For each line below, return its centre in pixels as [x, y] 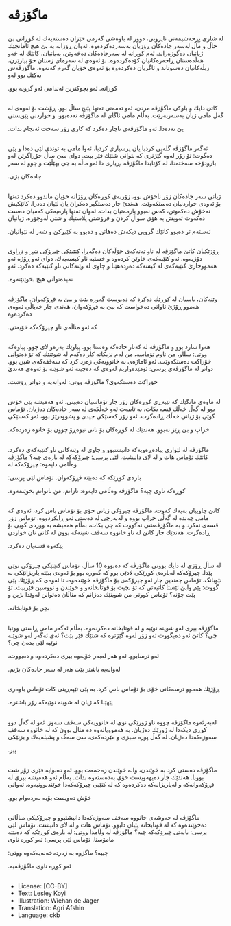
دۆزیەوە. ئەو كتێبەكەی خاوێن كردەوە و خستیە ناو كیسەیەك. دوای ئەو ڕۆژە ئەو [105, 259]
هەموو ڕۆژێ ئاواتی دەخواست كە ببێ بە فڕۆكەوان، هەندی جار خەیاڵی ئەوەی [104, 306]
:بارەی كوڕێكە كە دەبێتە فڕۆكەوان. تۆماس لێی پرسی [74, 477]
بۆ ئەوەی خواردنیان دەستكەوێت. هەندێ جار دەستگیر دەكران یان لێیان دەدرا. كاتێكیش [114, 203]
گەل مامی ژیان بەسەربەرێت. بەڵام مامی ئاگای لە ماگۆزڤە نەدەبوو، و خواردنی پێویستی [116, 115]
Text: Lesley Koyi [41, 893]
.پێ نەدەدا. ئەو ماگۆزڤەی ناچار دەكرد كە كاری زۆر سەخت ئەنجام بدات [96, 128]
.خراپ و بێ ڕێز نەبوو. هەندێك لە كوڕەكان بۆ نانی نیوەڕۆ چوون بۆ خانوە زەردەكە [109, 429]
